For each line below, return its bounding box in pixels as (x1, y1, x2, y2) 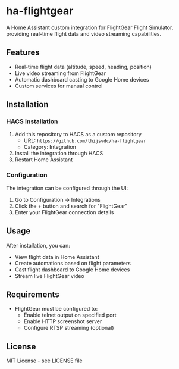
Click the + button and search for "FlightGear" (14, 202, 128, 209)
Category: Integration (23, 143, 76, 151)
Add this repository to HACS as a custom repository (14, 131, 142, 138)
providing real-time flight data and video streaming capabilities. (6, 30, 162, 37)
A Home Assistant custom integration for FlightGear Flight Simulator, (6, 24, 174, 31)
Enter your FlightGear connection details (14, 208, 114, 215)
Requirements (6, 289, 59, 299)
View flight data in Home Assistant (14, 253, 99, 260)
